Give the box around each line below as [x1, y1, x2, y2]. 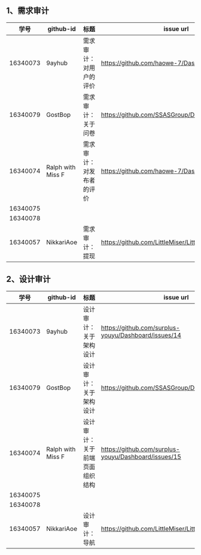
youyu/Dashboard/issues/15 [100, 452, 181, 461]
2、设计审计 [6, 274, 51, 284]
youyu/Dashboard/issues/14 [100, 331, 181, 339]
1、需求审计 [6, 5, 50, 16]
